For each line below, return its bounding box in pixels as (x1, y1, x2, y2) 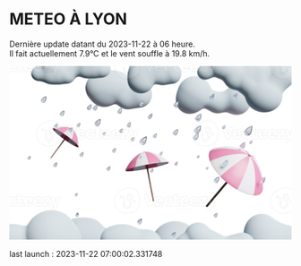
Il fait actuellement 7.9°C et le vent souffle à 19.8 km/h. (9, 47, 211, 58)
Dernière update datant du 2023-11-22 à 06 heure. (9, 39, 195, 49)
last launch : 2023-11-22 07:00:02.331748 (9, 249, 163, 260)
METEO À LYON (9, 9, 128, 30)
